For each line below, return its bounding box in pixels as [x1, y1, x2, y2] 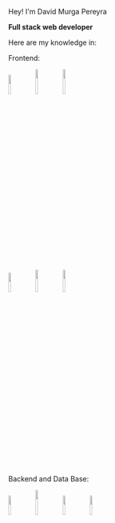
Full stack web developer [8, 22, 93, 31]
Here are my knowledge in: [8, 38, 97, 47]
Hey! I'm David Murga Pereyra [8, 7, 108, 16]
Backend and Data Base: [8, 474, 89, 483]
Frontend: [8, 54, 41, 62]
